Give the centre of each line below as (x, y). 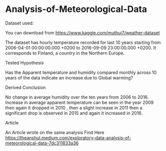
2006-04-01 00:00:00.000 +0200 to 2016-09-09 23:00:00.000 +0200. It (81, 47)
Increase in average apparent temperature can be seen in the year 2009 (79, 102)
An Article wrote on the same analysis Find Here (55, 132)
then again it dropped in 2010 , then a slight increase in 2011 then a (74, 107)
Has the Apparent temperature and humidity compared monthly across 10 (81, 72)
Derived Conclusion (25, 87)
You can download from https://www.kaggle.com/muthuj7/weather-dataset (82, 32)
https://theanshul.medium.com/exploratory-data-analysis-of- (68, 137)
